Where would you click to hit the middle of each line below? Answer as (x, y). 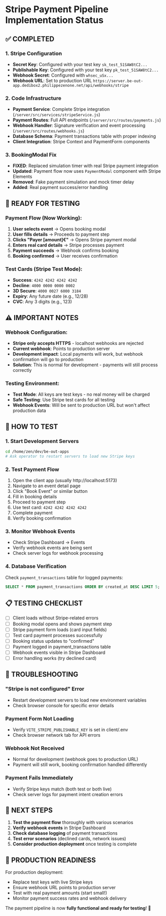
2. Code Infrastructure (34, 98)
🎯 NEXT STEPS (29, 810)
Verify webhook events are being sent (52, 548)
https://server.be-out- (118, 81)
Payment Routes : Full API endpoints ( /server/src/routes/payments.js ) (87, 120)
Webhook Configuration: (36, 332)
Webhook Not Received (35, 748)
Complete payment (32, 513)
